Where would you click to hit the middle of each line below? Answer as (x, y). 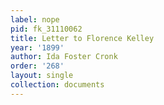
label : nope (35, 19)
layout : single (42, 76)
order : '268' (37, 66)
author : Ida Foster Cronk (64, 57)
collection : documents (57, 85)
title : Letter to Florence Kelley (82, 38)
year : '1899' (37, 47)
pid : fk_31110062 (46, 29)
